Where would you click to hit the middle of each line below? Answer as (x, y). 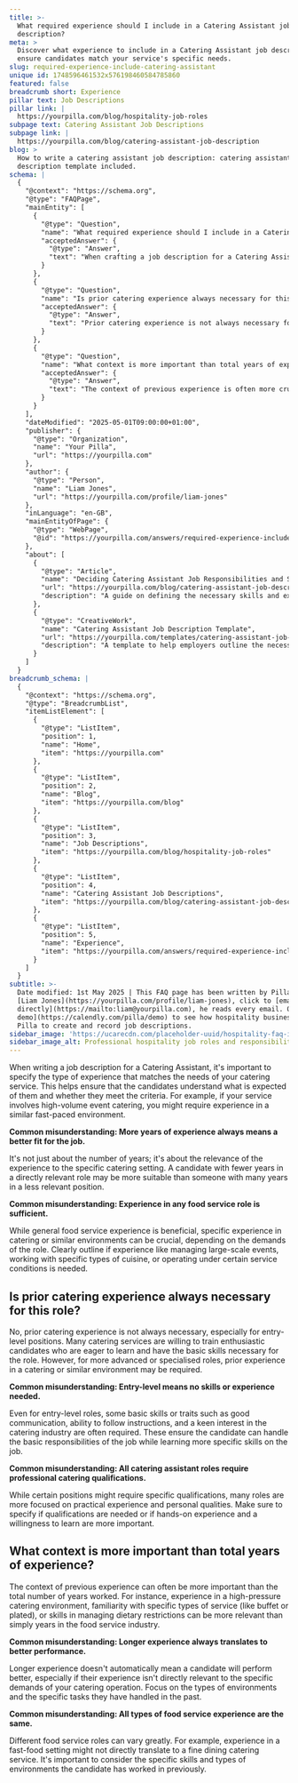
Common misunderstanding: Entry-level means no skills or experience (142, 1387)
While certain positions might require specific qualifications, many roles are (147, 1495)
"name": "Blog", (71, 795)
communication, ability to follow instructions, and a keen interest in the (138, 1422)
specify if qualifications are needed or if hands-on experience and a (133, 1514)
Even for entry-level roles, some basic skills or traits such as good (129, 1413)
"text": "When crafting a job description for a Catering (158, 257)
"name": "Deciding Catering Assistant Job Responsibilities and (162, 580)
